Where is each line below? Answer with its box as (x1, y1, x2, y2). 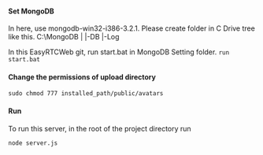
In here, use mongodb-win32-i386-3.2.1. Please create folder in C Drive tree (8, 24, 256, 33)
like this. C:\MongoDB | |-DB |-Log (8, 32, 120, 42)
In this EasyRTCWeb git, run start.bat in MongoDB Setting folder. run (8, 47, 230, 57)
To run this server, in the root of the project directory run (8, 124, 191, 133)
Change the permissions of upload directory (8, 72, 156, 82)
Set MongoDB (8, 6, 55, 16)
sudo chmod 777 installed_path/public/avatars (8, 90, 164, 98)
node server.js (8, 138, 58, 147)
